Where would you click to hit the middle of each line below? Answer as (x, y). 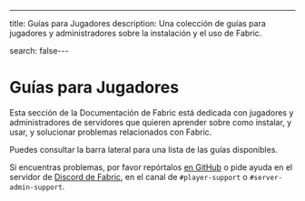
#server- (266, 177)
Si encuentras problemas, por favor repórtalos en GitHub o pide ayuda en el (151, 167)
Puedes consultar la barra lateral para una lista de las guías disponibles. (144, 149)
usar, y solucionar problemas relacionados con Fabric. (111, 132)
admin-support (36, 187)
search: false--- (39, 50)
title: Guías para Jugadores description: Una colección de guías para (138, 23)
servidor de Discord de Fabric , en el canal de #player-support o (128, 176)
